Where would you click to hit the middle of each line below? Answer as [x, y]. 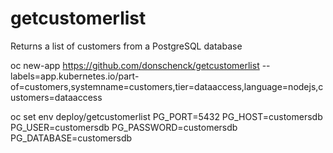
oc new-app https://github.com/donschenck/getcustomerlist [135, 65]
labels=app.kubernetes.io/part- [75, 76]
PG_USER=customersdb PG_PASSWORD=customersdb [124, 127]
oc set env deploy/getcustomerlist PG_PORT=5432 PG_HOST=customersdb [166, 116]
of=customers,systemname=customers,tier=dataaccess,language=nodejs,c [167, 86]
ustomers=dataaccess [56, 97]
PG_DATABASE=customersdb [71, 138]
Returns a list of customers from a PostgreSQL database [126, 46]
